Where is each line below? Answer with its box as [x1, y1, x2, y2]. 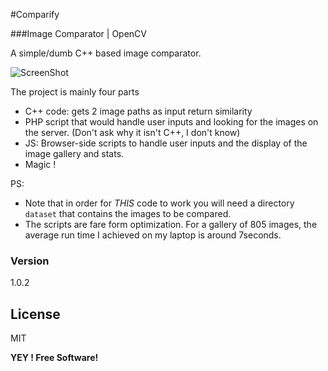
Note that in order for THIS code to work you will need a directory [24, 197, 295, 209]
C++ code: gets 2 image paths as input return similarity [24, 105, 253, 117]
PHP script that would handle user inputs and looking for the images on [24, 116, 319, 128]
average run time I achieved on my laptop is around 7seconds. [24, 229, 282, 241]
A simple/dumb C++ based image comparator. [10, 47, 202, 59]
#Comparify [10, 9, 60, 20]
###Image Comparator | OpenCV [10, 28, 147, 39]
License [10, 305, 61, 323]
